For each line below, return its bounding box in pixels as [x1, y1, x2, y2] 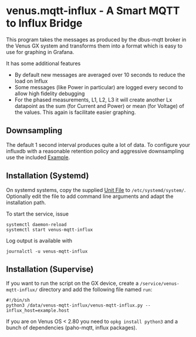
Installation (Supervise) [6, 264, 94, 274]
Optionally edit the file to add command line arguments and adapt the [6, 193, 174, 200]
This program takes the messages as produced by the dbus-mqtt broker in [6, 36, 187, 43]
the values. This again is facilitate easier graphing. [14, 109, 136, 116]
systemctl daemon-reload [6, 221, 67, 227]
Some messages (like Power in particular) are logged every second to [14, 83, 184, 90]
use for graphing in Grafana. [6, 48, 75, 55]
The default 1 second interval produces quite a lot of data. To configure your [6, 141, 191, 148]
